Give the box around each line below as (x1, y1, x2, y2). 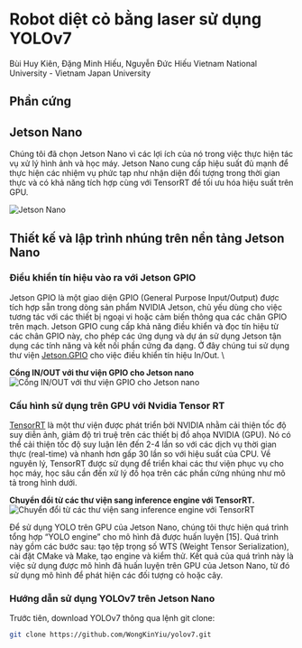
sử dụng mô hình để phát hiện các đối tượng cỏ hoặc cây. (9, 569, 224, 581)
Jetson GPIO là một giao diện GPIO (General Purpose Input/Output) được (9, 292, 279, 302)
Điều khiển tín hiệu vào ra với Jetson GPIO (9, 272, 197, 284)
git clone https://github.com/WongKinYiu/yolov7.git (9, 630, 212, 640)
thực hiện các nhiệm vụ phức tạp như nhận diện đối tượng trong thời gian (9, 168, 281, 179)
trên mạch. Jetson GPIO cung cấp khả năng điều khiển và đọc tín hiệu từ (9, 320, 279, 331)
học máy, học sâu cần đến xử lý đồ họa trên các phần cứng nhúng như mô (9, 467, 286, 478)
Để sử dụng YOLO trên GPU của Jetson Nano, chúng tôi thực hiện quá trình (9, 522, 288, 532)
